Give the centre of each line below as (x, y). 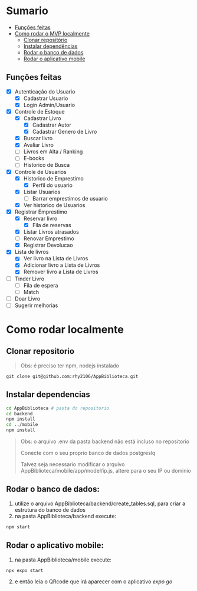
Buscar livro (38, 138)
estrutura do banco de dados (50, 509)
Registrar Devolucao (48, 245)
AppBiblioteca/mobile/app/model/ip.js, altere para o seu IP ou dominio (106, 471)
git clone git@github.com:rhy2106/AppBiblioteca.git (72, 376)
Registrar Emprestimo (41, 212)
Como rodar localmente (65, 330)
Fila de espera (41, 285)
